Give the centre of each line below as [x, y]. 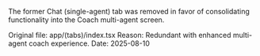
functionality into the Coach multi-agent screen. [86, 20]
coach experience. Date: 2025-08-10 [90, 43]
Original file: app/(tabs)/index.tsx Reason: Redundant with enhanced [120, 35]
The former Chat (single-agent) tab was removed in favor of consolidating [129, 11]
